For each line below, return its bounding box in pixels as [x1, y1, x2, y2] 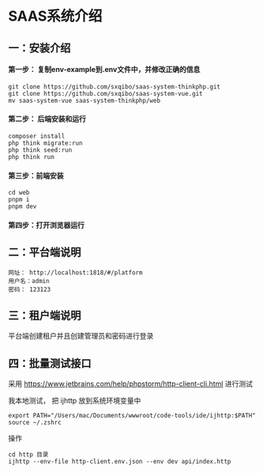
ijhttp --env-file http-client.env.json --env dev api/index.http [8, 458, 231, 466]
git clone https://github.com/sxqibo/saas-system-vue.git [8, 89, 203, 97]
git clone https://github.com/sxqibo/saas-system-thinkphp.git [8, 82, 221, 91]
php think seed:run [8, 146, 73, 154]
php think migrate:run [8, 139, 83, 147]
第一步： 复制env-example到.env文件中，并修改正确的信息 [8, 65, 201, 74]
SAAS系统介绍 [8, 7, 103, 25]
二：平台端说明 [8, 246, 81, 259]
